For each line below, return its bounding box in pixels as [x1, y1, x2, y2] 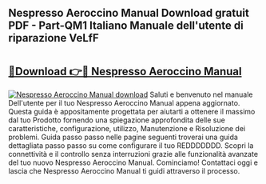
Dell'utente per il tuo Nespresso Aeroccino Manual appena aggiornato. [8, 98, 240, 107]
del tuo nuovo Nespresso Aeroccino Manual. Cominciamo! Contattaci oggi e [8, 158, 258, 167]
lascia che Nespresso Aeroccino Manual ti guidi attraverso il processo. [8, 166, 240, 175]
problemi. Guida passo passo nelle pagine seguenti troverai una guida [8, 132, 238, 142]
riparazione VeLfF [8, 31, 100, 45]
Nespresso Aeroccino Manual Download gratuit [8, 6, 249, 20]
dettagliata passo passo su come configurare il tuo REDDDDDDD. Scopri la [8, 141, 254, 150]
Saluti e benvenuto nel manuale [149, 90, 253, 99]
